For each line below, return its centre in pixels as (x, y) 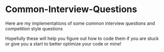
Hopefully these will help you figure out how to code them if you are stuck (82, 38)
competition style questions (34, 28)
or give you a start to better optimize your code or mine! (63, 43)
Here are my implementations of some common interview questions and (80, 23)
